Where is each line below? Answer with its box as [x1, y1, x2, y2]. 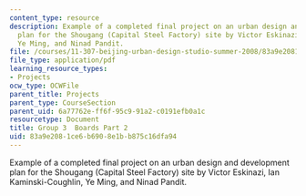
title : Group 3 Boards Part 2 [9, 124, 128, 133]
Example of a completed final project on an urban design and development [9, 157, 290, 168]
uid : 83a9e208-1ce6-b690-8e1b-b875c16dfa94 [9, 132, 178, 141]
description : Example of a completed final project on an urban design [9, 22, 287, 31]
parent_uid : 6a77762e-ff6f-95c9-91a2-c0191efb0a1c [9, 107, 206, 116]
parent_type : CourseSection [9, 98, 117, 108]
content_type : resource [9, 13, 100, 23]
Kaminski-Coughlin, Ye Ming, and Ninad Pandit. [9, 176, 188, 187]
